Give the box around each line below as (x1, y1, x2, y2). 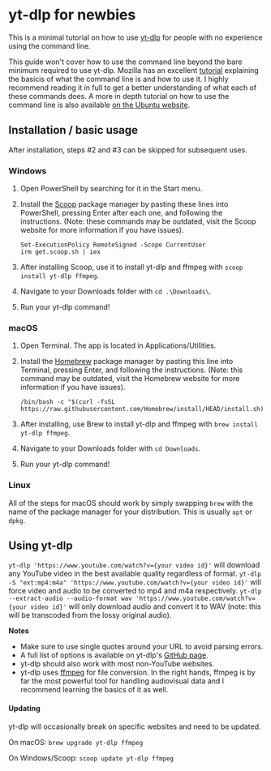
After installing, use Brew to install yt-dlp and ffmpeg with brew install (19, 419, 258, 429)
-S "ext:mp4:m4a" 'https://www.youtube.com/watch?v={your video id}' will (8, 577, 262, 587)
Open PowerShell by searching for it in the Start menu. (19, 184, 203, 194)
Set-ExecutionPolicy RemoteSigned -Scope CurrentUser (19, 241, 206, 249)
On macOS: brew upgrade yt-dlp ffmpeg (8, 737, 144, 747)
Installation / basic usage (8, 123, 138, 137)
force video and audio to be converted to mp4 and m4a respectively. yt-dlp (8, 586, 262, 596)
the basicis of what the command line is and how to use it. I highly (8, 74, 229, 84)
